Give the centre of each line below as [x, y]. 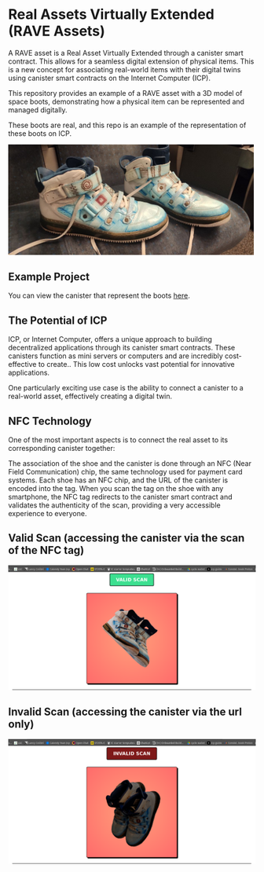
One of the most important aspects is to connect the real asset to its [118, 440]
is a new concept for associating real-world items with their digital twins [125, 69]
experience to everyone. [48, 513]
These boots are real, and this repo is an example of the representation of [127, 125]
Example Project [49, 277]
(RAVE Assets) [57, 31]
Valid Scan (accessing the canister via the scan [126, 539]
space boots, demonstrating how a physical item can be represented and [126, 101]
